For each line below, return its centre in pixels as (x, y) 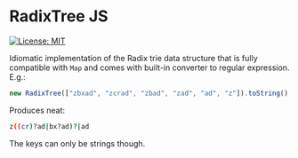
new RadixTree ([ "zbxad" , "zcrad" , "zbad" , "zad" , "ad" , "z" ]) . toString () (149, 93)
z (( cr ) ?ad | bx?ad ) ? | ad (49, 126)
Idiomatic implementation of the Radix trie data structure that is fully (133, 58)
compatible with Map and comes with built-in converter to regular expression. (149, 67)
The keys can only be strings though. (77, 143)
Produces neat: (37, 110)
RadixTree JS (59, 16)
